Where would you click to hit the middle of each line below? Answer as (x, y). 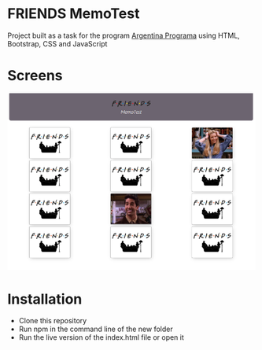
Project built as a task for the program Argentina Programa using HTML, (124, 35)
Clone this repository (53, 321)
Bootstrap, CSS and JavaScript (57, 43)
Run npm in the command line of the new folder (96, 329)
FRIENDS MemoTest (74, 14)
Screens (35, 76)
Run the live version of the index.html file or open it (101, 337)
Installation (45, 299)
